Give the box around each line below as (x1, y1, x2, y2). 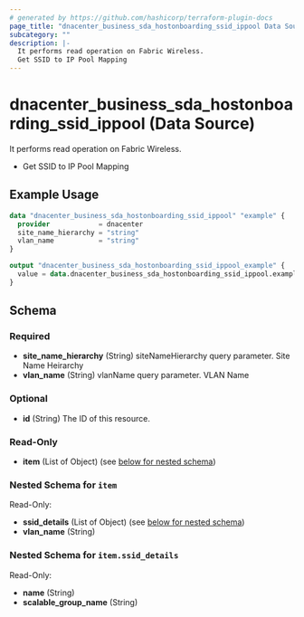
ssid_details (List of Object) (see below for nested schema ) (22, 517, 245, 527)
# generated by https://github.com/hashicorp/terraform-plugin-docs (9, 13, 273, 23)
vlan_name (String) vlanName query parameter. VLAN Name (22, 370, 250, 381)
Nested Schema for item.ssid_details (9, 549, 179, 562)
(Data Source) (148, 114, 256, 134)
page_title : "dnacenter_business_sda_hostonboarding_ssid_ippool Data (9, 22, 281, 31)
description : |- (9, 38, 71, 48)
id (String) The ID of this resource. (22, 413, 151, 423)
